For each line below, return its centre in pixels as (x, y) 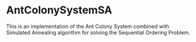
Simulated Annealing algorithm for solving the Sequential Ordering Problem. (98, 32)
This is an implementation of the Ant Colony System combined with (88, 26)
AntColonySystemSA (59, 10)
